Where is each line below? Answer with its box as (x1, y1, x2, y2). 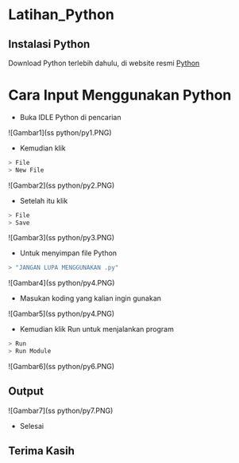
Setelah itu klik (19, 196, 68, 205)
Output (8, 384, 44, 399)
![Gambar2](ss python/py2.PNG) (8, 181, 115, 190)
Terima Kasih (8, 444, 75, 458)
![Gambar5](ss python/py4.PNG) (8, 309, 115, 319)
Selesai (19, 421, 44, 430)
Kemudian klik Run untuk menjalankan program (19, 325, 175, 334)
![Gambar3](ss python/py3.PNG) (8, 233, 115, 243)
